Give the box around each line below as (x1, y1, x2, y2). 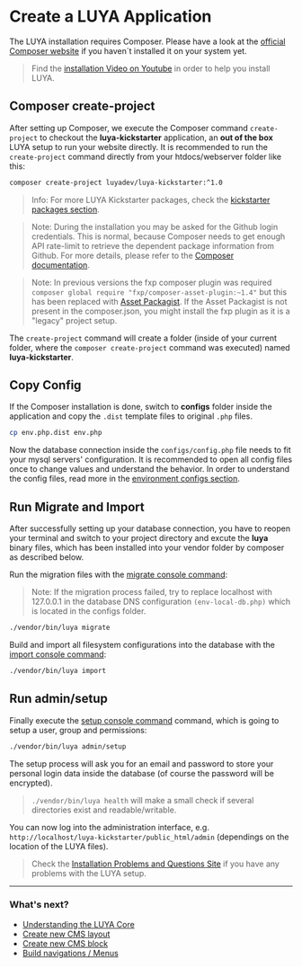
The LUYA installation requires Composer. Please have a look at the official (9, 36, 286, 47)
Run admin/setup (9, 691, 108, 706)
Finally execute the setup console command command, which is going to (9, 714, 280, 725)
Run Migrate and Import (9, 499, 146, 514)
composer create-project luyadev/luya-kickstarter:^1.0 (9, 178, 223, 187)
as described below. (9, 552, 84, 563)
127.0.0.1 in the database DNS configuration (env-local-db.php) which (31, 596, 291, 608)
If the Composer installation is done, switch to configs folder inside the (9, 402, 272, 413)
